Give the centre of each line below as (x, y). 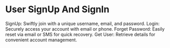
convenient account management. (41, 40)
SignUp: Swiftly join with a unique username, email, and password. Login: (82, 23)
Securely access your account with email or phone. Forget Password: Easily (85, 29)
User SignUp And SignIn (57, 9)
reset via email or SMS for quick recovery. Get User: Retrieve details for (80, 34)
